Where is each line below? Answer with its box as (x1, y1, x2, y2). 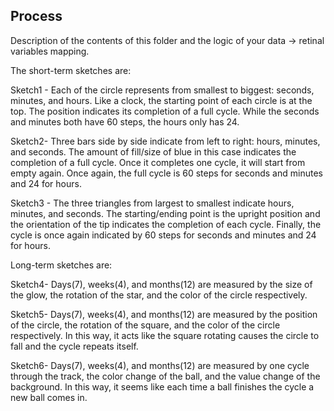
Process (10, 8, 63, 25)
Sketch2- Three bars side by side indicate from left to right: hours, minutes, (10, 135, 321, 147)
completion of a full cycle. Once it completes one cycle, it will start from (10, 156, 306, 168)
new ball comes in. (10, 391, 88, 403)
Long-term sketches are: (10, 259, 113, 271)
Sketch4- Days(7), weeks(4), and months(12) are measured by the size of (10, 278, 313, 290)
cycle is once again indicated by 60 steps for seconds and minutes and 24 (10, 229, 317, 241)
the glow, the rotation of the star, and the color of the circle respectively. (10, 289, 308, 301)
